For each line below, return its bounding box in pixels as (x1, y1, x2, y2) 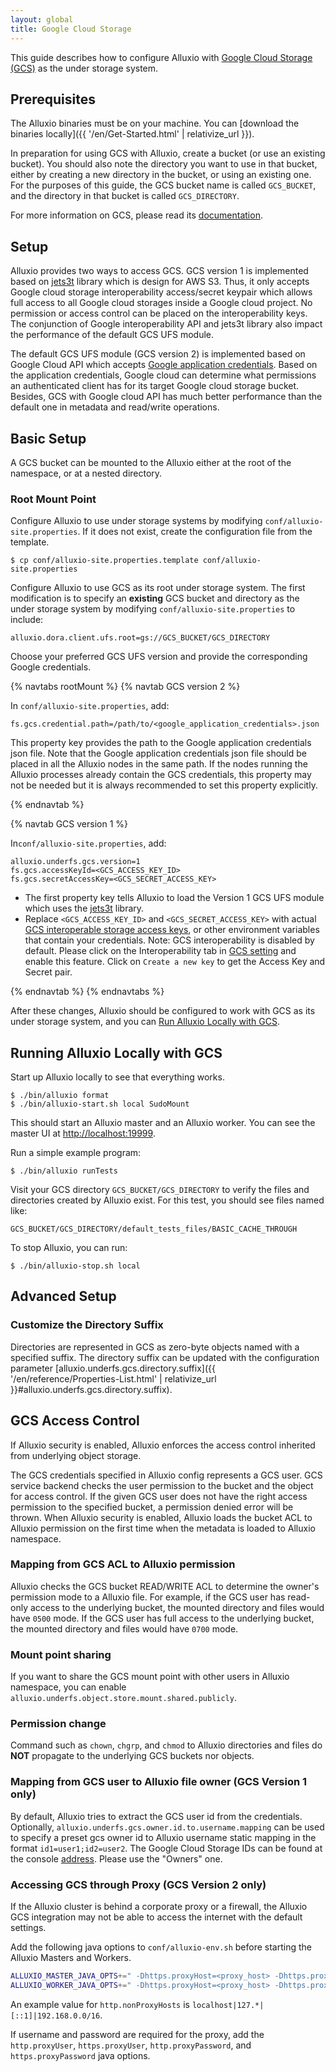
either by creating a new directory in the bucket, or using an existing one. (10, 169, 312, 181)
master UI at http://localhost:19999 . (10, 1127, 156, 1140)
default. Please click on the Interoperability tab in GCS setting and (24, 945, 297, 957)
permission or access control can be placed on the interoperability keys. (10, 307, 308, 320)
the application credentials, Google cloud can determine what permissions (10, 369, 317, 381)
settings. (10, 1922, 47, 1934)
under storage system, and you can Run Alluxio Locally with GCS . (10, 1016, 280, 1028)
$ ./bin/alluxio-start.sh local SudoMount (10, 1099, 190, 1110)
